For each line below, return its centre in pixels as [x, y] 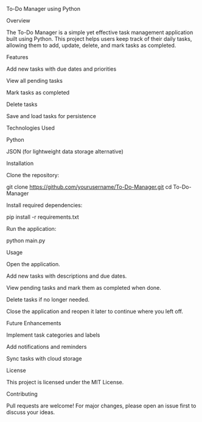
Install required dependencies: [44, 205]
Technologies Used [30, 128]
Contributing [22, 394]
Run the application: [31, 229]
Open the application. [33, 264]
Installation [20, 163]
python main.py [26, 241]
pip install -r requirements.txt [43, 217]
